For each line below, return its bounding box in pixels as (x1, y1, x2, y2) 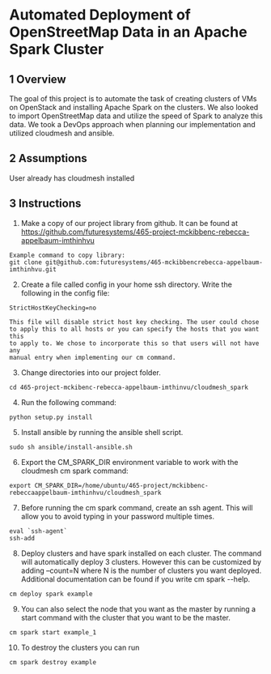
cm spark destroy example (9, 658, 96, 666)
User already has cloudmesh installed (9, 173, 135, 183)
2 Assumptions (9, 151, 87, 165)
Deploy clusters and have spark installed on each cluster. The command (20, 548, 262, 558)
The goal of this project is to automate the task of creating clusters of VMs (9, 94, 257, 103)
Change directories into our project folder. (20, 367, 161, 378)
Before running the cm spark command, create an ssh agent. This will (20, 502, 253, 512)
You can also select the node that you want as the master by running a (20, 604, 256, 613)
